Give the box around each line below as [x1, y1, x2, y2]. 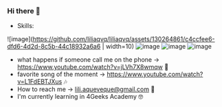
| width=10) [102, 43, 135, 51]
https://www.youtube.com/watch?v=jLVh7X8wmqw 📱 [16, 63, 169, 71]
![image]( [7, 35, 33, 43]
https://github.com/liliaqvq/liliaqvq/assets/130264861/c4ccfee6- [32, 35, 215, 43]
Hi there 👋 [7, 6, 41, 16]
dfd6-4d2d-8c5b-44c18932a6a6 [7, 43, 101, 51]
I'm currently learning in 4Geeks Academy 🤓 [16, 93, 144, 101]
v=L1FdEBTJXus [16, 78, 63, 86]
